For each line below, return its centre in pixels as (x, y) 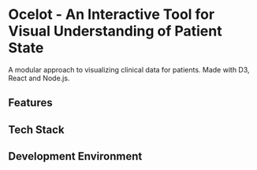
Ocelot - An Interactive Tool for (112, 15)
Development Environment (75, 156)
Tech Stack (36, 129)
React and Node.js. (39, 78)
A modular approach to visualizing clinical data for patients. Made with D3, (129, 69)
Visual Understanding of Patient (115, 31)
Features (30, 103)
